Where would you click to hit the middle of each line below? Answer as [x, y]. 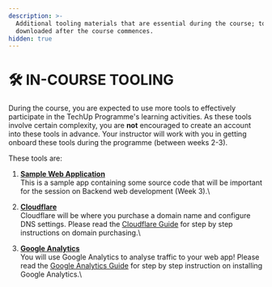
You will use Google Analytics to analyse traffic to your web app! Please [140, 257]
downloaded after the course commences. [85, 31]
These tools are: [36, 158]
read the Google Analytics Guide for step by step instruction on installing [141, 266]
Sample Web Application [62, 174]
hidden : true [30, 39]
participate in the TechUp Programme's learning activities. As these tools [130, 117]
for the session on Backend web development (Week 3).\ [115, 191]
